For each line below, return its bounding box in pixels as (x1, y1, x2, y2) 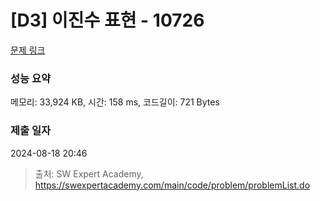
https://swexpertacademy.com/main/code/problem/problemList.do (34, 179, 311, 191)
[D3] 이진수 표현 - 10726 (10, 9, 205, 32)
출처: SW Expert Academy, (34, 167, 144, 180)
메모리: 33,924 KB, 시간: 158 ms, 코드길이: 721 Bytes (10, 96, 220, 108)
